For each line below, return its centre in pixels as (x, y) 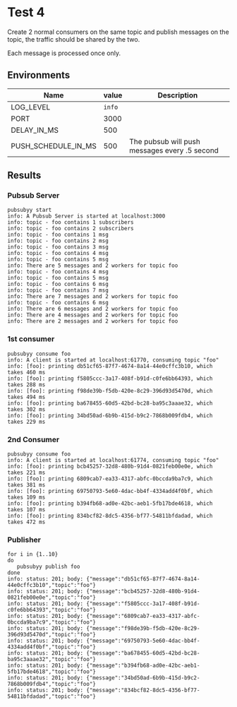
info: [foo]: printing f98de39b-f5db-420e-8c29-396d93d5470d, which (110, 391)
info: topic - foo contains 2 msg (58, 241)
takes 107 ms (26, 510)
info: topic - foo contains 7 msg (58, 290)
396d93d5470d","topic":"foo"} (52, 635)
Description (178, 95)
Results (24, 176)
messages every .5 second (174, 150)
